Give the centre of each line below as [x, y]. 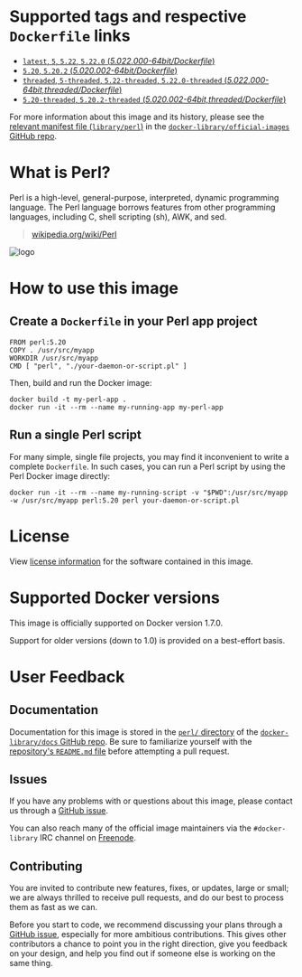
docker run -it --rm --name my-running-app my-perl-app [116, 407]
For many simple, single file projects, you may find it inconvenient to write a [150, 456]
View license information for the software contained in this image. [132, 561]
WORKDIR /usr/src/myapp [54, 358]
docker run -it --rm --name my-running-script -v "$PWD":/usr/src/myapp [149, 493]
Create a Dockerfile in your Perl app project [134, 321]
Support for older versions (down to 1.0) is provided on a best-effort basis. [147, 640]
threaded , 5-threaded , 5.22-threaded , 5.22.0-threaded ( [125, 80]
